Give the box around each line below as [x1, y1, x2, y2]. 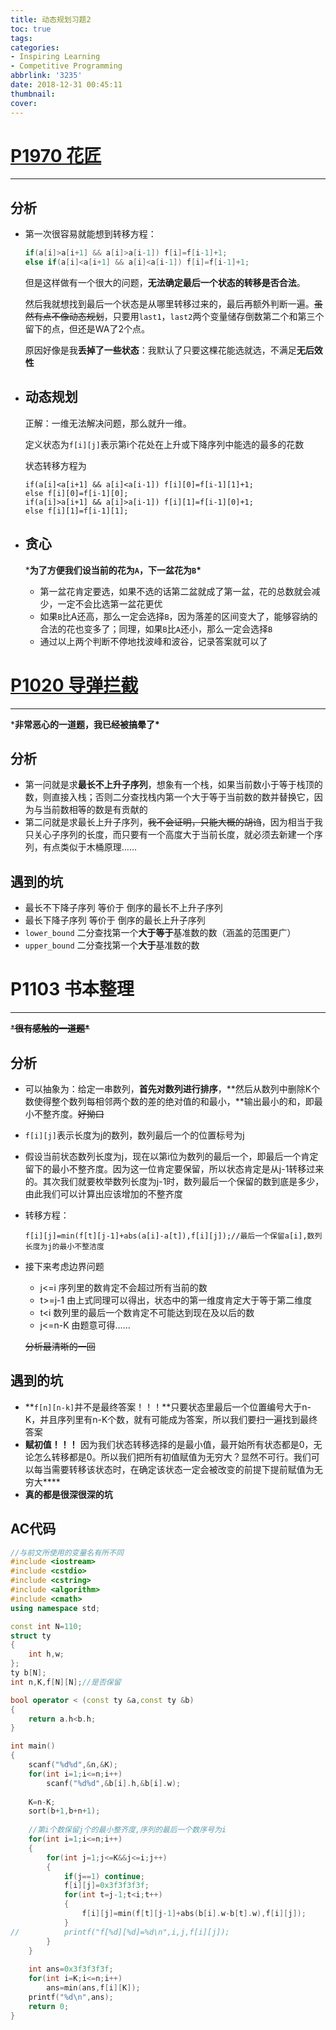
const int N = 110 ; [10, 1621, 83, 1631]
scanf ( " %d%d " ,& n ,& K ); [28, 1760, 118, 1770]
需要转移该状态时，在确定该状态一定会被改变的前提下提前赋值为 [51, 1463, 315, 1475]
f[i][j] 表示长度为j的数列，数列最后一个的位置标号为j [24, 1129, 245, 1141]
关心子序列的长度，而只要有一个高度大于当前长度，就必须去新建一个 [33, 829, 315, 841]
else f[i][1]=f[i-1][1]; [24, 506, 129, 516]
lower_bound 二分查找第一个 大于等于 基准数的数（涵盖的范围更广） [24, 927, 297, 939]
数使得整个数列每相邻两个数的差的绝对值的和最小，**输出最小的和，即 [24, 1095, 315, 1107]
